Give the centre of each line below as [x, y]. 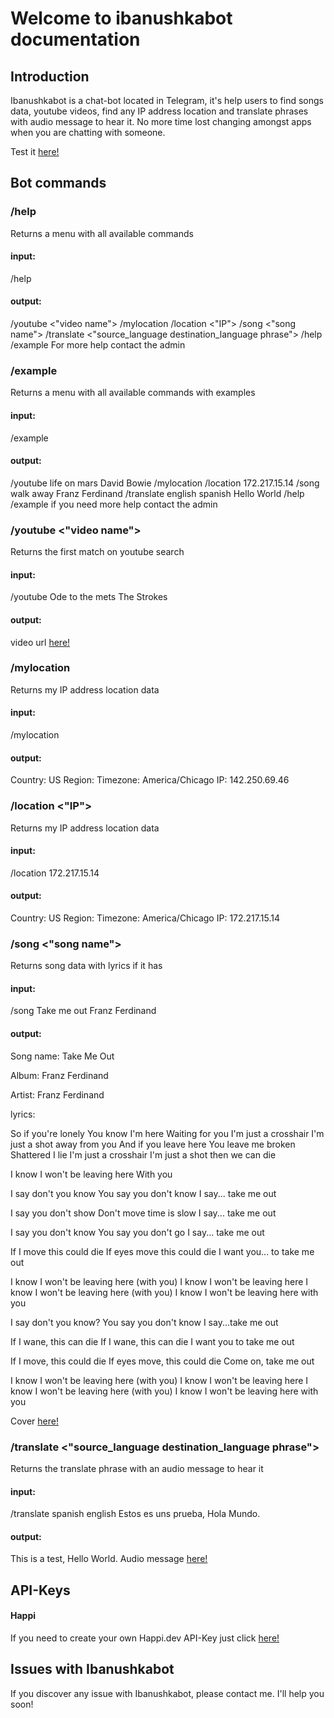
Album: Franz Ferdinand [59, 1075]
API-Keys [40, 1590]
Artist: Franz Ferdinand [57, 1094]
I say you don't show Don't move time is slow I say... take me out [143, 1213]
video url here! [40, 642]
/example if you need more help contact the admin [114, 504]
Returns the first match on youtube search [97, 552]
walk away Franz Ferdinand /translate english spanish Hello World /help [157, 493]
